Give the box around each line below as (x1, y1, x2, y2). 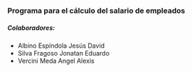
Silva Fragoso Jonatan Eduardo (17, 48, 110, 57)
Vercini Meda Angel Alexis (17, 56, 95, 65)
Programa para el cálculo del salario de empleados (7, 6, 186, 16)
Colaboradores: (7, 24, 55, 32)
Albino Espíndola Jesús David (17, 41, 105, 50)
